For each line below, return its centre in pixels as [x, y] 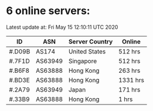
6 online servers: [48, 11]
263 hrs [129, 70]
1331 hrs [131, 80]
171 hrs [129, 89]
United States [87, 51]
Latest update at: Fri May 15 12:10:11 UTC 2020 [62, 27]
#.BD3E [20, 80]
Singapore [83, 61]
